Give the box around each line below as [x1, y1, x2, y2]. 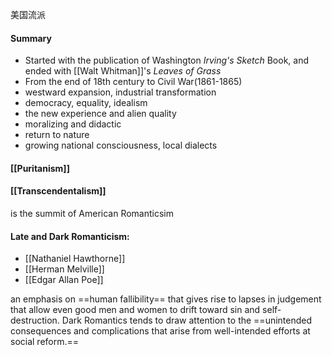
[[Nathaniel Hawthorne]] [24, 253, 126, 265]
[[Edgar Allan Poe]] [24, 274, 104, 286]
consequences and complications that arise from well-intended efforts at [10, 325, 311, 337]
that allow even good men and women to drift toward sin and [10, 304, 261, 316]
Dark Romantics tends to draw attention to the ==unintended [61, 314, 313, 327]
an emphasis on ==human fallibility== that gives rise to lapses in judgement [10, 293, 322, 305]
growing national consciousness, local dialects [24, 139, 218, 152]
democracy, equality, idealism [24, 97, 148, 109]
